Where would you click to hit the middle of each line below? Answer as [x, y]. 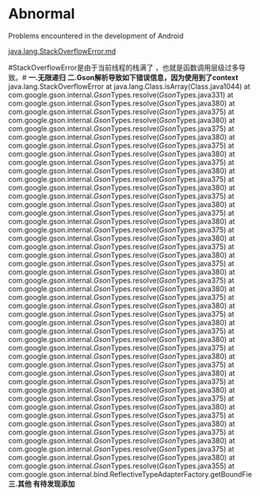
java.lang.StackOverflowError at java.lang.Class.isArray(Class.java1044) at [130, 86]
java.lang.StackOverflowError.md [62, 51]
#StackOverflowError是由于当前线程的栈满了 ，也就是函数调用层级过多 [124, 67]
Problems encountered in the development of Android [96, 36]
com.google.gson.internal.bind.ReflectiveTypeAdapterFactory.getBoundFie [130, 474]
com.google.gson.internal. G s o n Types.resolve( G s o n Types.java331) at [121, 94]
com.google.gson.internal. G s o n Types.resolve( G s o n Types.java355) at [122, 466]
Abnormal [42, 14]
